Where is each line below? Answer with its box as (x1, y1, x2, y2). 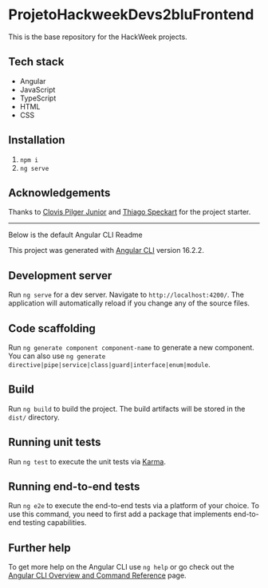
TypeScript (19, 93, 57, 103)
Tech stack (8, 55, 65, 69)
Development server (8, 269, 112, 282)
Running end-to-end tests (8, 480, 140, 494)
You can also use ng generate (8, 351, 106, 361)
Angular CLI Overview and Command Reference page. (8, 570, 187, 580)
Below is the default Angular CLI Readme (8, 230, 143, 240)
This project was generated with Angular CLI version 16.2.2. (8, 246, 205, 255)
